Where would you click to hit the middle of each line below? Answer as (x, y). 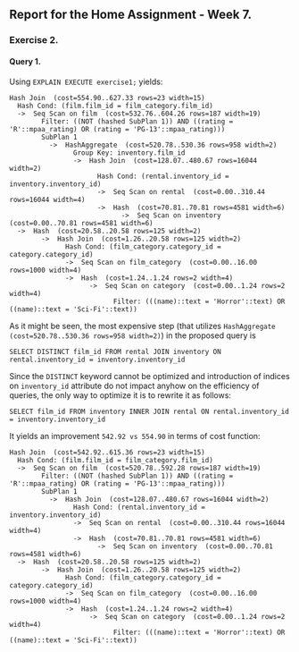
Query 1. (25, 61)
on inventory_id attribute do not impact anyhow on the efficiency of (135, 385)
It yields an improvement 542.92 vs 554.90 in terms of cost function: (135, 436)
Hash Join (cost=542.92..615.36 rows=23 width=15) (107, 452)
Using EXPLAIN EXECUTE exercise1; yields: (86, 81)
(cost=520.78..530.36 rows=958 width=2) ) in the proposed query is (133, 335)
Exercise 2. (34, 40)
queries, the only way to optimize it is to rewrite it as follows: (120, 395)
